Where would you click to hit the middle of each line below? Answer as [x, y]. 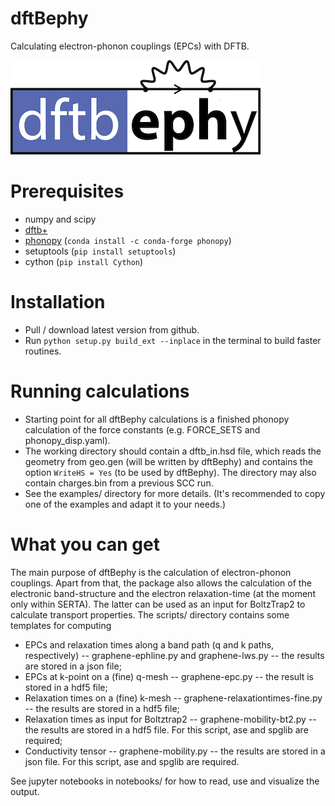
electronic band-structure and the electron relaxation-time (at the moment [163, 593]
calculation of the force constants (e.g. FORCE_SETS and [142, 429]
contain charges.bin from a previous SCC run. [119, 483]
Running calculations [100, 391]
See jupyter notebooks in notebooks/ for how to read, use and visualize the [165, 781]
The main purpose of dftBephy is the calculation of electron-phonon [151, 572]
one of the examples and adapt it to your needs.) [125, 504]
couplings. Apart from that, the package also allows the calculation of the [161, 583]
